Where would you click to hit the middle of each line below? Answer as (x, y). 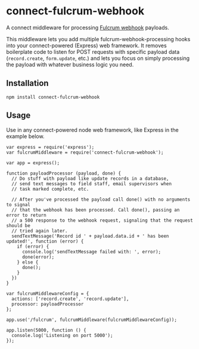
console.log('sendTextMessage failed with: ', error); (91, 252)
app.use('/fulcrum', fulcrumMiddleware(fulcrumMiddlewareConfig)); (92, 320)
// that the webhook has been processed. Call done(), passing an (96, 210)
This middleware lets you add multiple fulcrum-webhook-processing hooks (98, 39)
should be (18, 225)
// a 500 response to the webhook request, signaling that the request (102, 220)
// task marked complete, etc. (50, 189)
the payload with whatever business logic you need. (70, 65)
